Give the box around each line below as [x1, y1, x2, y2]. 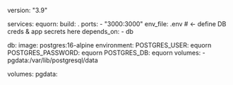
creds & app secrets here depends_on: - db [7, 28, 134, 35]
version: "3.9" [7, 6, 48, 14]
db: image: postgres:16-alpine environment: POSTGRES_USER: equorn [7, 41, 212, 49]
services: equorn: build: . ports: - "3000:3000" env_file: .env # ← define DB [7, 20, 227, 28]
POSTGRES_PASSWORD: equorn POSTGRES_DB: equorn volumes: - [7, 49, 206, 57]
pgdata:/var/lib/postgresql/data [7, 56, 99, 64]
